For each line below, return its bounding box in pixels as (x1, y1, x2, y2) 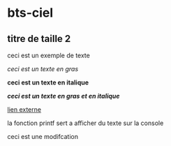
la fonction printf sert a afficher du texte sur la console (7, 119, 164, 127)
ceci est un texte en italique (7, 78, 89, 87)
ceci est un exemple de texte (7, 51, 91, 59)
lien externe (7, 105, 42, 113)
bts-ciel (7, 5, 54, 21)
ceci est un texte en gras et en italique (7, 92, 120, 100)
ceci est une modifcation (7, 133, 79, 140)
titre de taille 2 (7, 33, 71, 45)
